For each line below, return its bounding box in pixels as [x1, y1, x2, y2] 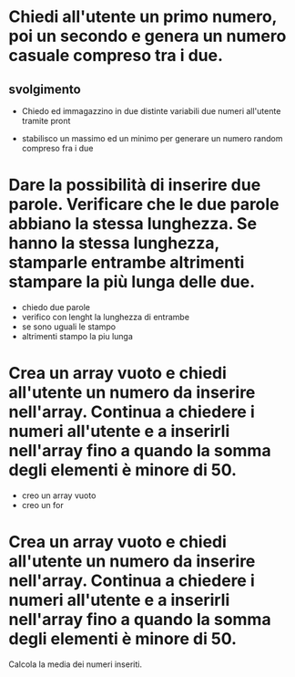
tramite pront [21, 116, 71, 126]
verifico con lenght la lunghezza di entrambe [21, 311, 190, 322]
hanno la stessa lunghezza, [8, 233, 219, 254]
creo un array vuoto [21, 490, 97, 501]
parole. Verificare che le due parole [8, 194, 280, 215]
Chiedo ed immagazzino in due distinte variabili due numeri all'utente [21, 106, 281, 116]
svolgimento [8, 81, 81, 97]
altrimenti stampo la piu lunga [21, 330, 134, 341]
